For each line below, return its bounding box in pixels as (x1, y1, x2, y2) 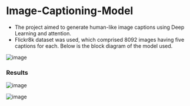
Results (6, 68, 28, 77)
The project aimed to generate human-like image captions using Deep (14, 24, 185, 31)
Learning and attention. (14, 29, 72, 37)
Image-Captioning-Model (6, 4, 134, 18)
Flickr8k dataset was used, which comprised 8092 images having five (14, 36, 185, 43)
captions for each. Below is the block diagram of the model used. (14, 42, 173, 49)
